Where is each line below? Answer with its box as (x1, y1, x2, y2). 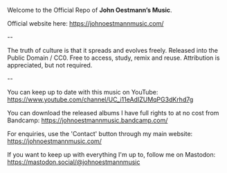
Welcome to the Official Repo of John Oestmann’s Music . (7, 6, 172, 14)
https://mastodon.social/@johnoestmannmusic (7, 158, 140, 166)
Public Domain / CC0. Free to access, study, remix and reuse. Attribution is (7, 53, 220, 62)
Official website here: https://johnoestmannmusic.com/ (7, 19, 164, 27)
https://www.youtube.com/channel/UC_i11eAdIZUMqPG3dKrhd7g (7, 95, 194, 104)
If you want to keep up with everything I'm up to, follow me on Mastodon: (7, 151, 216, 158)
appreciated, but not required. (7, 61, 93, 69)
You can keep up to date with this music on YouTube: (7, 88, 158, 96)
